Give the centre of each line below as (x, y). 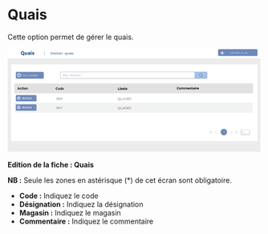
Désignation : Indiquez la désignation (81, 204)
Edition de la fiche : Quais (51, 164)
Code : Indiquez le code (59, 196)
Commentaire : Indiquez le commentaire (86, 221)
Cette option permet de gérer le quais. (71, 37)
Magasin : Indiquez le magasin (70, 212)
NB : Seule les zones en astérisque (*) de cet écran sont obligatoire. (120, 180)
